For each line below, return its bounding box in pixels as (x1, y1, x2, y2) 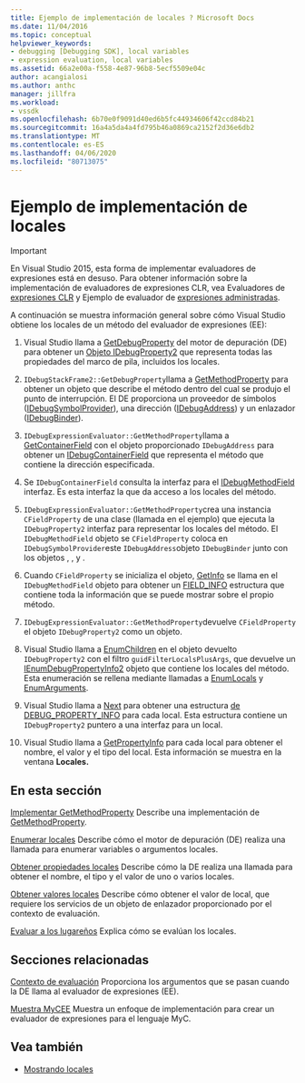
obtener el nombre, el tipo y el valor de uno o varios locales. (10, 871, 235, 882)
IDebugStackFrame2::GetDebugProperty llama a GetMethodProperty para (23, 374, 289, 385)
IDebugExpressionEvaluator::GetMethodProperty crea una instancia (23, 504, 271, 515)
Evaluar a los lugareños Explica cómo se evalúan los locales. (10, 926, 237, 937)
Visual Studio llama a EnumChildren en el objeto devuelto (23, 644, 238, 655)
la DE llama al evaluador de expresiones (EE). (10, 986, 180, 997)
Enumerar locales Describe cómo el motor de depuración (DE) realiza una (10, 834, 286, 846)
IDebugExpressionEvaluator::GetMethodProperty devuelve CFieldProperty (23, 617, 296, 627)
